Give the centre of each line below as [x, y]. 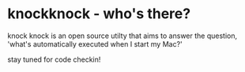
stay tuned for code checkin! [54, 59]
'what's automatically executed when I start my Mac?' [95, 44]
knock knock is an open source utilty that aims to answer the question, [122, 36]
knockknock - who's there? [99, 14]
